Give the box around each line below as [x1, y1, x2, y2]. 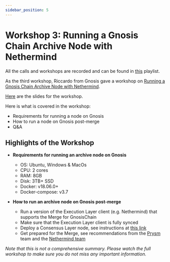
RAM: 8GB [20, 173, 42, 179]
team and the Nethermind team [20, 235, 86, 242]
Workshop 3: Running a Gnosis [5, 29, 139, 41]
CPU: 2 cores [20, 167, 48, 173]
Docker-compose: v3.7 [20, 189, 69, 195]
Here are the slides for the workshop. [5, 93, 83, 99]
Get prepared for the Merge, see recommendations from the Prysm [20, 230, 161, 237]
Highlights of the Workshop [5, 138, 94, 147]
